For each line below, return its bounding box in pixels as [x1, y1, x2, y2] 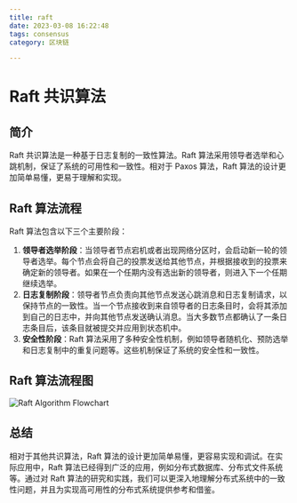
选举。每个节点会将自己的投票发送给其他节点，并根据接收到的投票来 [37, 256, 287, 267]
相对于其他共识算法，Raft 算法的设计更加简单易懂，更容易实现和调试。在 [9, 451, 276, 461]
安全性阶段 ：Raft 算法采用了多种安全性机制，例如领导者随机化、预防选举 [21, 334, 289, 345]
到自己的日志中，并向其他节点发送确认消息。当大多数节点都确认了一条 [21, 312, 280, 323]
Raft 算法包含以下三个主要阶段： [9, 226, 128, 236]
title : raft [9, 12, 53, 22]
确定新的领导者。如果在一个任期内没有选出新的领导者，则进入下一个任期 [21, 267, 287, 278]
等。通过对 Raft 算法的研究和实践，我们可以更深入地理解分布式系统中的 [9, 473, 269, 483]
